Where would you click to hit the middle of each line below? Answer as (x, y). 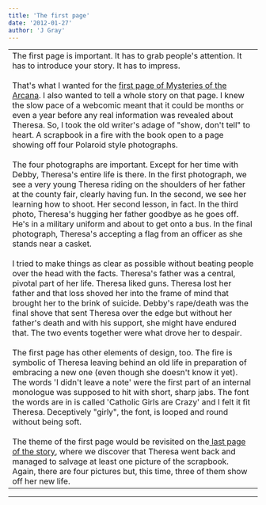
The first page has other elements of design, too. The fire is (122, 353)
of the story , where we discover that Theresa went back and (124, 452)
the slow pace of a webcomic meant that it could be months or (128, 105)
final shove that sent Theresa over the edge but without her (122, 313)
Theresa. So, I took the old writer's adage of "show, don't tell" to (131, 125)
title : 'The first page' (49, 15)
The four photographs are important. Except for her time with (125, 165)
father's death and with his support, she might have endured (124, 323)
